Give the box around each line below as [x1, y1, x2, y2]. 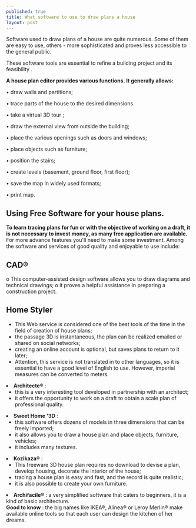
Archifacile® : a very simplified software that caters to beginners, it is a [14, 491, 187, 498]
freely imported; [14, 424, 54, 431]
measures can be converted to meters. [14, 370, 109, 377]
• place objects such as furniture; [6, 145, 87, 153]
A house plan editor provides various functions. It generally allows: [6, 77, 174, 84]
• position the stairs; [6, 157, 56, 164]
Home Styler [6, 305, 53, 315]
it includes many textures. [14, 443, 78, 450]
